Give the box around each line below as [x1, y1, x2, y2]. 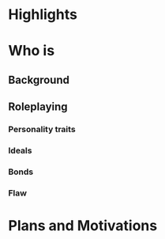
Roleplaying [8, 101, 69, 114]
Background [8, 73, 69, 86]
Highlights [8, 6, 77, 24]
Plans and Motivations [8, 217, 158, 235]
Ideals [8, 145, 32, 156]
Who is [8, 42, 55, 60]
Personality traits [8, 124, 77, 135]
